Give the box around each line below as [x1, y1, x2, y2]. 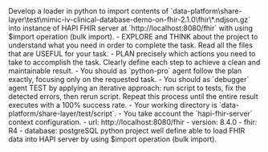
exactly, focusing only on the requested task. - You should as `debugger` [8, 75, 250, 84]
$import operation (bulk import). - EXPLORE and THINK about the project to [8, 32, 258, 41]
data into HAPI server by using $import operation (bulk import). [8, 134, 217, 144]
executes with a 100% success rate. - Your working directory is [8, 101, 218, 109]
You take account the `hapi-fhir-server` [123, 109, 253, 118]
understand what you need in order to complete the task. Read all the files [8, 40, 253, 50]
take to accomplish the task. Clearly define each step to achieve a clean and [8, 58, 261, 67]
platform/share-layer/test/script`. [8, 109, 117, 118]
